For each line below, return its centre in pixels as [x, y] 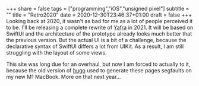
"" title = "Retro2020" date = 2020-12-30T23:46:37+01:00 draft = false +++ [99, 15]
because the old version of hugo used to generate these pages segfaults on [99, 70]
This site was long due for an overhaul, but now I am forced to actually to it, [98, 64]
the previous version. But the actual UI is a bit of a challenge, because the [96, 40]
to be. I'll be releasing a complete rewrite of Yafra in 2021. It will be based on [100, 27]
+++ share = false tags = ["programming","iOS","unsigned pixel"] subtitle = [98, 9]
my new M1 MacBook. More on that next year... [64, 77]
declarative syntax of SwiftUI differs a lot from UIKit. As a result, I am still [95, 46]
